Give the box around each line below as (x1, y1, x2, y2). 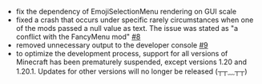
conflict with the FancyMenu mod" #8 (15, 32, 141, 41)
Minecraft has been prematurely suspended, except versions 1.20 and (15, 57, 247, 67)
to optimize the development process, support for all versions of (15, 49, 228, 58)
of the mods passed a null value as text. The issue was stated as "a (15, 24, 239, 32)
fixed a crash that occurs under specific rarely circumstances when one (15, 15, 254, 25)
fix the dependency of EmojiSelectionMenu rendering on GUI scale (15, 7, 237, 16)
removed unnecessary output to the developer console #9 (15, 40, 208, 50)
